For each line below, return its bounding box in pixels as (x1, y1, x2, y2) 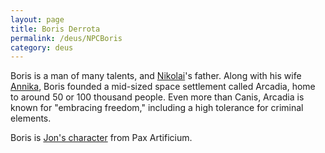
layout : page (10, 14, 65, 25)
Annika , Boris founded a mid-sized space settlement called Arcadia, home (10, 81, 316, 93)
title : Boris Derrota (10, 24, 101, 34)
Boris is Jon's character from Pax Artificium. (10, 132, 193, 144)
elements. (10, 112, 52, 125)
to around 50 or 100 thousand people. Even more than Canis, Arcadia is (10, 91, 305, 103)
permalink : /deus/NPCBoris (10, 33, 123, 43)
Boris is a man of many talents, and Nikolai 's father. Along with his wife (10, 70, 302, 82)
